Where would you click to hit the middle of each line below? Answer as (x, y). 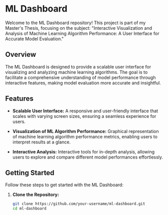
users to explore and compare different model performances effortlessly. (88, 157)
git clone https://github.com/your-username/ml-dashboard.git (79, 204)
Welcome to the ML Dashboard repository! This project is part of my (75, 23)
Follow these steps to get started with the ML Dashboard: (64, 185)
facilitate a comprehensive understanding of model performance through (80, 77)
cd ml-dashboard (29, 209)
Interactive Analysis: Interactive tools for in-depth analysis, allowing (83, 152)
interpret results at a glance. (42, 142)
